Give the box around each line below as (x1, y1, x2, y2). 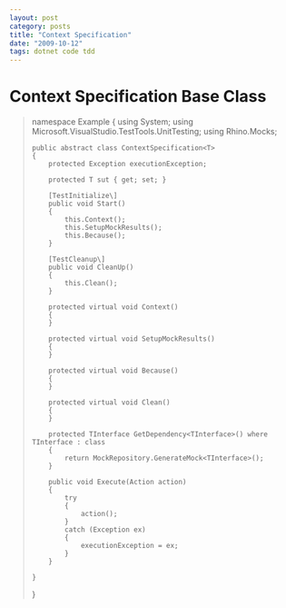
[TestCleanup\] (48, 255, 106, 264)
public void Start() (48, 199, 126, 209)
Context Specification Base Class (9, 86, 267, 107)
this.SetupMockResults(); (64, 224, 163, 233)
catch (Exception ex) (64, 525, 147, 534)
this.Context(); (64, 215, 126, 224)
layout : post (9, 13, 59, 23)
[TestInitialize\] (48, 192, 118, 201)
